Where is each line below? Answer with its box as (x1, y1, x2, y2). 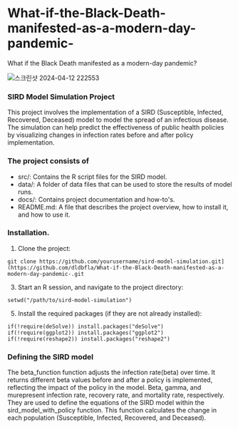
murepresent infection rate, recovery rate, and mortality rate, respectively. (7, 391, 225, 400)
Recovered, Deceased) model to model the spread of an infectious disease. (7, 115, 229, 124)
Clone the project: (17, 244, 71, 252)
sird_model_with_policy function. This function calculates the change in (7, 406, 217, 415)
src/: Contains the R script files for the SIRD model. (17, 172, 167, 181)
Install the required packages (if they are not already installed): (17, 309, 202, 318)
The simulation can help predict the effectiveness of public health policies (7, 123, 224, 132)
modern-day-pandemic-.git (7, 270, 84, 277)
